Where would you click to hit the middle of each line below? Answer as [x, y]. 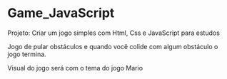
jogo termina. [27, 54]
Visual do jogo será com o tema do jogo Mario [75, 68]
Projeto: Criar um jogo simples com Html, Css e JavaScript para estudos [113, 33]
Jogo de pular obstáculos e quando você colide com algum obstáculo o [113, 46]
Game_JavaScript [61, 13]
